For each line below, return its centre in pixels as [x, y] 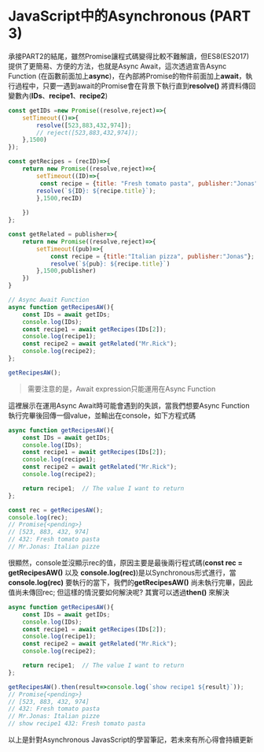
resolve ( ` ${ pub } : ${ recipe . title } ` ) [110, 264]
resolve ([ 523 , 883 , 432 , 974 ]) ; [84, 125]
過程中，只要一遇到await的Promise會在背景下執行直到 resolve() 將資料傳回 [135, 86]
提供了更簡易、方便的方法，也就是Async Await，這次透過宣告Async [117, 66]
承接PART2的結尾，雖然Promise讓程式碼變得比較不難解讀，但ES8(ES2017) [129, 56]
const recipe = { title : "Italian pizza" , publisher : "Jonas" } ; [152, 256]
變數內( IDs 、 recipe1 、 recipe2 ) [58, 95]
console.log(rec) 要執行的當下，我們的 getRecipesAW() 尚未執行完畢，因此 [130, 582]
